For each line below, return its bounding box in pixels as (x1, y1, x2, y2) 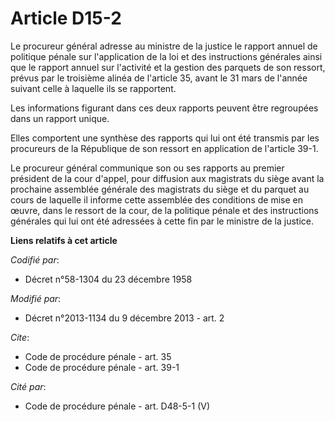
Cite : (10, 331, 30, 343)
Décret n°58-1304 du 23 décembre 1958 (24, 273, 193, 285)
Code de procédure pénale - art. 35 (24, 350, 172, 362)
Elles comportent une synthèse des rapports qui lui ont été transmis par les (10, 132, 320, 144)
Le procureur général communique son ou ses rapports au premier (10, 162, 285, 174)
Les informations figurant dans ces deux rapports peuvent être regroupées (10, 102, 319, 114)
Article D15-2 (10, 7, 122, 30)
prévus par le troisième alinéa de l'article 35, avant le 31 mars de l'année (10, 72, 308, 84)
